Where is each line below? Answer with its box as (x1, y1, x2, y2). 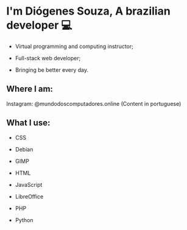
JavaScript (15, 181, 43, 188)
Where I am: (6, 84, 54, 94)
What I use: (6, 117, 51, 128)
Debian (15, 145, 34, 153)
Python (15, 216, 34, 223)
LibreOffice (15, 193, 44, 200)
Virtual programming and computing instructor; (15, 43, 134, 50)
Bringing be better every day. (15, 66, 89, 74)
